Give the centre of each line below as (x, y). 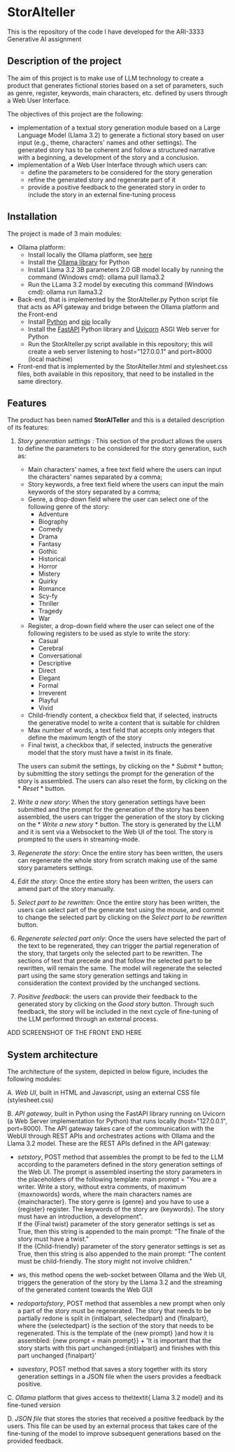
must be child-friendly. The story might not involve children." (105, 1261)
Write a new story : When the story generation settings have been (111, 802)
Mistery (49, 574)
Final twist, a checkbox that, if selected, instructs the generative (120, 745)
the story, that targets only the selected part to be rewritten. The (110, 954)
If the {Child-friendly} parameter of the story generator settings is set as (121, 1247)
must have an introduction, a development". (80, 1216)
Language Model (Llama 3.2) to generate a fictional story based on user (121, 135)
